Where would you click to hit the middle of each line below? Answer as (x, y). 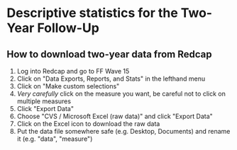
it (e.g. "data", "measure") (55, 139)
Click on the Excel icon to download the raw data (88, 124)
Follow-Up (68, 28)
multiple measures (44, 101)
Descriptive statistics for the (92, 13)
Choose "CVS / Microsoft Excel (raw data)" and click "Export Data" (115, 116)
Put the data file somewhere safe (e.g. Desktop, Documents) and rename (123, 131)
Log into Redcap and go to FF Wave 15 (73, 71)
